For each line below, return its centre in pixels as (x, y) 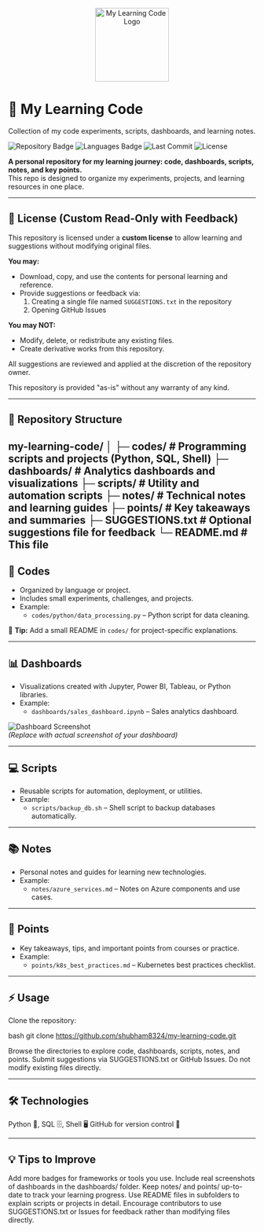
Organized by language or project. (75, 590)
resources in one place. (46, 186)
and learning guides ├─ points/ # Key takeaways (129, 508)
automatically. (54, 816)
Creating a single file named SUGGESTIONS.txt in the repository (131, 301)
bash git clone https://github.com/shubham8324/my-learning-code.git (122, 1036)
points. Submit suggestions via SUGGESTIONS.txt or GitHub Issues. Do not (129, 1059)
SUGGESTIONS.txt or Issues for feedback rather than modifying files (119, 1212)
